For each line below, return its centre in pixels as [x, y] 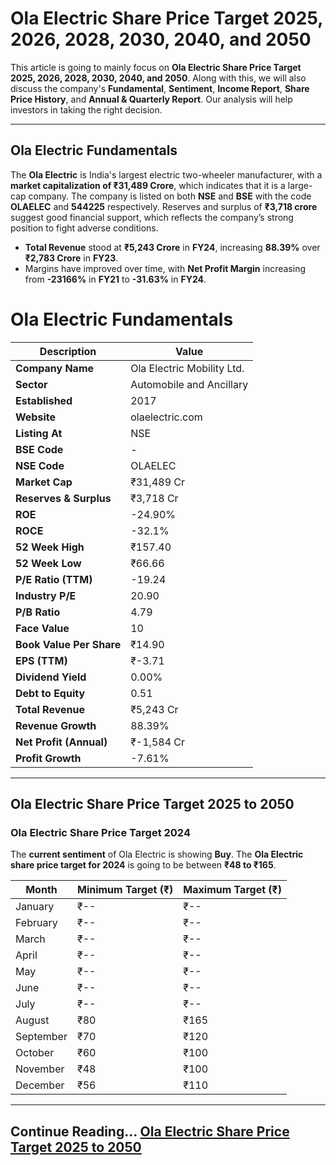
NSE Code [40, 465]
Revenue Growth [56, 725]
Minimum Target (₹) [125, 890]
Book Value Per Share [68, 644]
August [32, 1020]
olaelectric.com [166, 417]
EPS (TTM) [41, 660]
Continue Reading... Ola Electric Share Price [150, 1131]
